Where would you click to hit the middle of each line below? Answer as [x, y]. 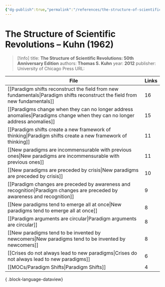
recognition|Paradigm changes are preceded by [63, 190]
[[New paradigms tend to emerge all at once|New [65, 204]
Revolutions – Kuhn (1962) [59, 44]
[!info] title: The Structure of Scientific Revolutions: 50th [75, 58]
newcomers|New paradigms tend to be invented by [67, 239]
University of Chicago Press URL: [51, 68]
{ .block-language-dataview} [34, 279]
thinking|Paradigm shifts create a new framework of [67, 136]
